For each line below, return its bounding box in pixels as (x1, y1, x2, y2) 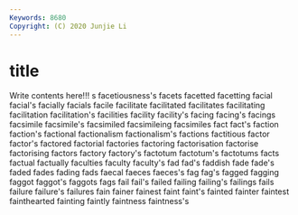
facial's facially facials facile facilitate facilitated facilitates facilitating (9, 100, 265, 111)
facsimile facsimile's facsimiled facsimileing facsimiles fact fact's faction (9, 119, 280, 130)
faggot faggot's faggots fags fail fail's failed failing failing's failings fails (9, 177, 275, 188)
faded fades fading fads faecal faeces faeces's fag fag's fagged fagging (9, 167, 280, 178)
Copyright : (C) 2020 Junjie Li (9, 22, 127, 31)
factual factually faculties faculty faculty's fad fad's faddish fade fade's (9, 157, 275, 168)
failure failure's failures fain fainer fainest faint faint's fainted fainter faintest (9, 186, 290, 197)
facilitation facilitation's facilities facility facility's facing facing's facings (9, 109, 276, 120)
